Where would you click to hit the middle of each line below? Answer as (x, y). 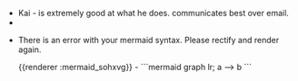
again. (30, 49)
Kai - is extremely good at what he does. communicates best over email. (153, 13)
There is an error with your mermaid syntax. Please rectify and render (149, 40)
